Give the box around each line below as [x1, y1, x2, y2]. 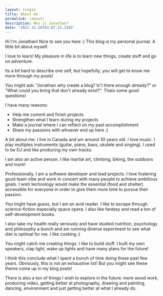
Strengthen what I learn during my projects [12, 117, 99, 123]
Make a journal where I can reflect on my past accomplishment [12, 122, 139, 128]
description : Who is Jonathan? [5, 20, 69, 26]
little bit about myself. [5, 44, 48, 50]
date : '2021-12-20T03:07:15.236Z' [5, 25, 76, 30]
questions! [5, 93, 26, 99]
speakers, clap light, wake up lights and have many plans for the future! [5, 246, 149, 252]
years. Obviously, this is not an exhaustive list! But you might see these [5, 260, 148, 266]
